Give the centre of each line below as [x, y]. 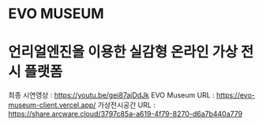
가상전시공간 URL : [126, 105]
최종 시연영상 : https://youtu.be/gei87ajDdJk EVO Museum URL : [111, 95]
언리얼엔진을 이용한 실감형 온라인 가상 [123, 52]
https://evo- [235, 95]
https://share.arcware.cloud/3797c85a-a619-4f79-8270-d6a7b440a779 [126, 114]
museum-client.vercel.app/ [52, 105]
